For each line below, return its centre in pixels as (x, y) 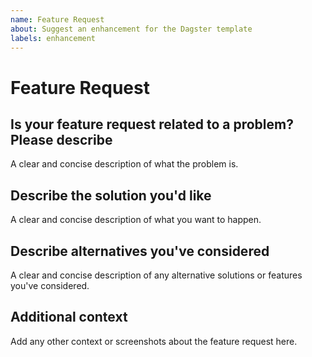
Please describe (61, 139)
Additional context (69, 317)
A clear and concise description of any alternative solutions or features (156, 275)
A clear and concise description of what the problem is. (124, 164)
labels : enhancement (53, 38)
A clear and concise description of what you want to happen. (136, 220)
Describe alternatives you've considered (140, 251)
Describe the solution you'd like (111, 195)
